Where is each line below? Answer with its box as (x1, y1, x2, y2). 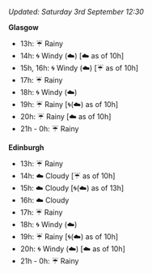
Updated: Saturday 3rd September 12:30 (8, 7, 144, 16)
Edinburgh (8, 143, 44, 152)
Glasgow (8, 23, 39, 32)
